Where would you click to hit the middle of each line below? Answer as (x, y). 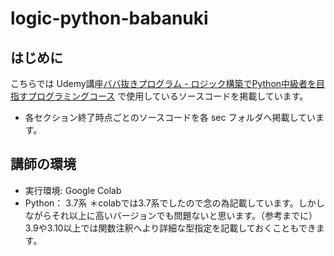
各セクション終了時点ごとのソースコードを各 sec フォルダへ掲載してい (170, 117)
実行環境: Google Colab (73, 190)
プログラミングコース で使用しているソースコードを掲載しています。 (168, 96)
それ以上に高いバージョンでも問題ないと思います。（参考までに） (184, 215)
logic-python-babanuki (109, 18)
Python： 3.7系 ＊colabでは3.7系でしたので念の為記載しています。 (161, 203)
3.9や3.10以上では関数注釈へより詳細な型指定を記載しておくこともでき (170, 228)
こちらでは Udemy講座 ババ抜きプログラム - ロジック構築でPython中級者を (163, 83)
